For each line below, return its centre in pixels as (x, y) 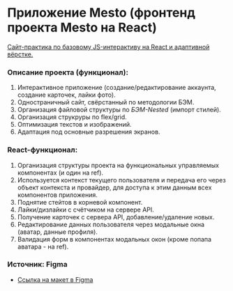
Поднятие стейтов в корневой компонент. (80, 202)
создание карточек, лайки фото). (67, 95)
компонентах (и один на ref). (60, 173)
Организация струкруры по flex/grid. (72, 117)
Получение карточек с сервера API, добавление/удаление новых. (116, 217)
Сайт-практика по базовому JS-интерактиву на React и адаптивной (108, 47)
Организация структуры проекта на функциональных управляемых (118, 165)
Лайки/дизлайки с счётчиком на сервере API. (86, 210)
